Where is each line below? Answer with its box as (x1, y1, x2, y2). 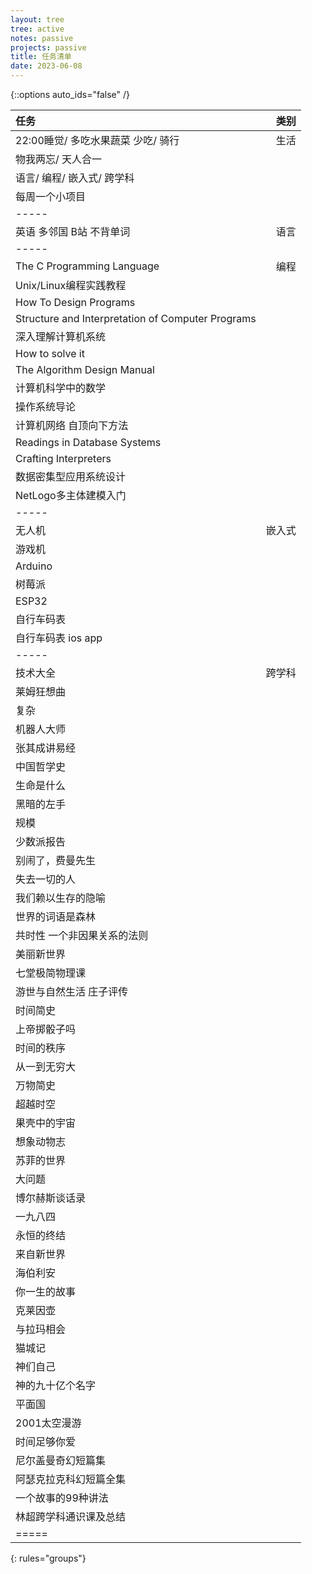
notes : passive (10, 33, 74, 43)
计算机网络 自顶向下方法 (15, 419, 129, 432)
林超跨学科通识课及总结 (15, 1510, 127, 1523)
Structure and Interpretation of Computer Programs (15, 312, 257, 325)
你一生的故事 (15, 1285, 77, 1298)
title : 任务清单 (10, 52, 72, 62)
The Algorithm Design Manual (15, 363, 155, 376)
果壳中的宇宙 (15, 1116, 77, 1130)
